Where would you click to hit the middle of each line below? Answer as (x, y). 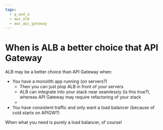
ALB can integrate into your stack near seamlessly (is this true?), (85, 92)
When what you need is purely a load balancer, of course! (64, 122)
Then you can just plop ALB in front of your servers (72, 87)
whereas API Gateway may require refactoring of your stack (80, 97)
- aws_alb (19, 19)
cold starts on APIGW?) (36, 113)
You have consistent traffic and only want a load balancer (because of (83, 108)
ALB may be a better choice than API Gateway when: (59, 72)
